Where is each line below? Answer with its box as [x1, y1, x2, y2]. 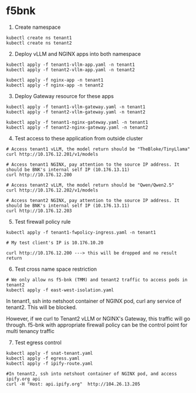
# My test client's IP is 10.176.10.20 [6, 240, 104, 246]
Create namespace [14, 23, 61, 31]
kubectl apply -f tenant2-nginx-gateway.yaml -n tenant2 [6, 125, 148, 130]
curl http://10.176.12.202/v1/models [6, 187, 99, 193]
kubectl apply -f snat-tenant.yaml [6, 350, 93, 356]
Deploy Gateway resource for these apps [14, 92, 114, 99]
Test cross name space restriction [14, 266, 97, 273]
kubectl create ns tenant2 [6, 40, 72, 46]
